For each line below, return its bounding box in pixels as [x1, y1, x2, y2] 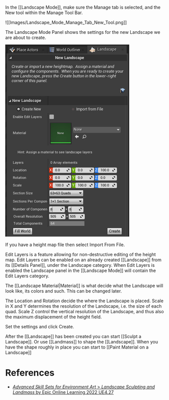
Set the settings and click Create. [5, 324, 75, 329]
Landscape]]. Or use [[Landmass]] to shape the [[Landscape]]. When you [5, 339, 158, 345]
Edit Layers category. [5, 273, 49, 279]
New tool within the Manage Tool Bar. [5, 10, 83, 16]
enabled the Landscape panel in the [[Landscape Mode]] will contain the [5, 267, 156, 273]
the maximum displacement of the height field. [5, 314, 102, 320]
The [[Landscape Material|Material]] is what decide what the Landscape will [5, 282, 163, 289]
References [5, 367, 54, 379]
